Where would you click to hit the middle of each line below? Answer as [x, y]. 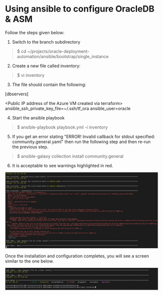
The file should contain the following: [49, 84]
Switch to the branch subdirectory [46, 42]
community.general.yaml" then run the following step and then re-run [81, 142]
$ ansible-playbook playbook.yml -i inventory [62, 127]
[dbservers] [17, 94]
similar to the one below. [30, 261]
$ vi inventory [31, 75]
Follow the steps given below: [35, 32]
